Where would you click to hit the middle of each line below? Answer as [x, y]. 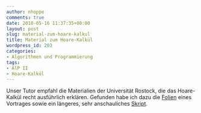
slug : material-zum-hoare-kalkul [48, 34]
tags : [13, 62]
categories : [21, 51]
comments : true [25, 18]
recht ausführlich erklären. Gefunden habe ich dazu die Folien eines [107, 97]
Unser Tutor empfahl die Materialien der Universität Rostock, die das [91, 91]
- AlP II [17, 68]
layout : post [23, 29]
